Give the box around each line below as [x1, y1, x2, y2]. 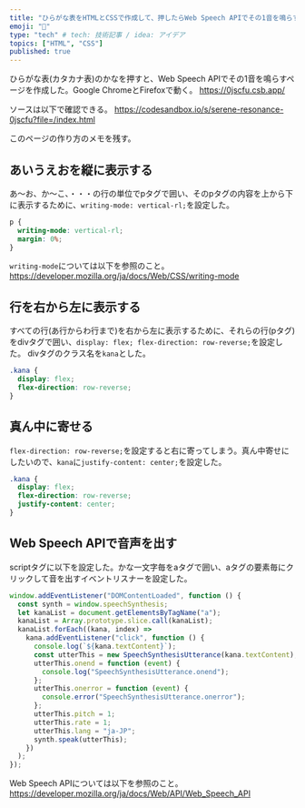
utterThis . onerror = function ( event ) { [33, 684, 189, 693]
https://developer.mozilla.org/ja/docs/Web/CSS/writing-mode [9, 270, 240, 282]
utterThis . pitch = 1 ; [33, 710, 116, 719]
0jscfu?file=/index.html [9, 115, 95, 126]
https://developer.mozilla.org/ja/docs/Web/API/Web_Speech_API [9, 788, 251, 799]
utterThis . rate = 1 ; [33, 718, 112, 727]
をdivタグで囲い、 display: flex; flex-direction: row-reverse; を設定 [9, 337, 275, 348]
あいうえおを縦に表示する [9, 162, 152, 177]
